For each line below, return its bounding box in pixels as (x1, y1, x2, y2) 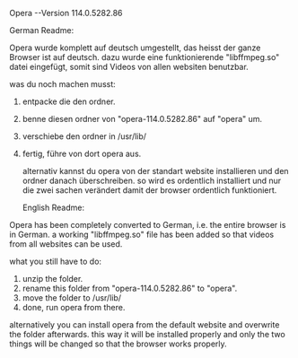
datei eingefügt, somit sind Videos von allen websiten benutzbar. (9, 62, 249, 72)
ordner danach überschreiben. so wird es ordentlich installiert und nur (22, 175, 282, 186)
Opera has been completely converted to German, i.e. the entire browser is (9, 220, 286, 230)
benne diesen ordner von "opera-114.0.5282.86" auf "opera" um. (22, 114, 263, 124)
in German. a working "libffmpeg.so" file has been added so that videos (9, 229, 275, 240)
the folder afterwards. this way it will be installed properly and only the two (9, 329, 285, 339)
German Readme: (9, 25, 74, 35)
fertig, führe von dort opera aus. (22, 148, 142, 159)
